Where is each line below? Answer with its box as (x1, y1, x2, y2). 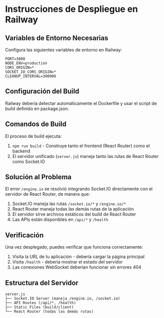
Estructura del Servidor (5, 278, 79, 287)
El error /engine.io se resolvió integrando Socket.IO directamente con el (5, 186, 153, 192)
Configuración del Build (5, 87, 80, 96)
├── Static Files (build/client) (5, 305, 74, 310)
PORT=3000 (5, 56, 26, 61)
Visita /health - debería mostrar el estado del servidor (12, 259, 123, 265)
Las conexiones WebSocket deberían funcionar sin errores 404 (12, 264, 142, 270)
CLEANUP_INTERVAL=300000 (5, 74, 56, 79)
